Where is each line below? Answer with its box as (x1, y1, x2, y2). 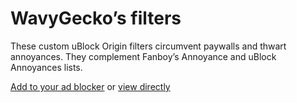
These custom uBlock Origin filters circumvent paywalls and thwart (10, 40, 287, 52)
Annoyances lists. (10, 61, 83, 73)
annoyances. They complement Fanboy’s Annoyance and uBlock (10, 50, 277, 62)
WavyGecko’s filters (10, 7, 182, 30)
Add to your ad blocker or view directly (10, 80, 171, 92)
